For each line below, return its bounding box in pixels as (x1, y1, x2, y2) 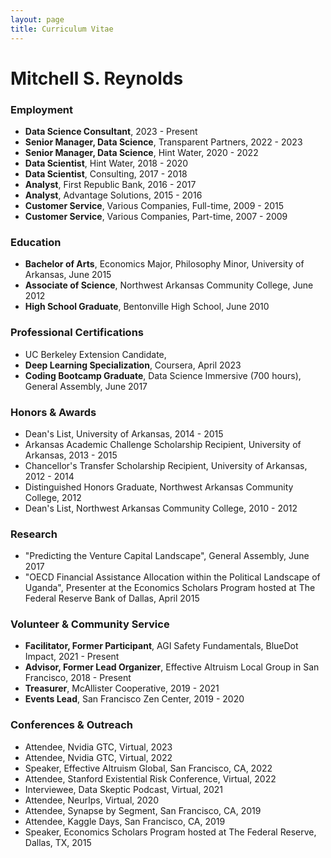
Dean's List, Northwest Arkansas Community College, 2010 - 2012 (24, 502, 298, 514)
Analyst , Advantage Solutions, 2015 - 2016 (24, 189, 203, 201)
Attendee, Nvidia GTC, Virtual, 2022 (24, 751, 173, 763)
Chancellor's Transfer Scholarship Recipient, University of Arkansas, (24, 459, 308, 471)
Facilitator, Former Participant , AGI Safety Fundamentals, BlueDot (24, 640, 299, 652)
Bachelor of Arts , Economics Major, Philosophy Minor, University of (24, 258, 305, 270)
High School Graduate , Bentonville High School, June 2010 (24, 301, 270, 313)
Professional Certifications (10, 326, 144, 340)
